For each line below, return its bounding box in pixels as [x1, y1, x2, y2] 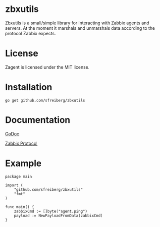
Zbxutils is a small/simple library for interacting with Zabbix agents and [5, 20, 150, 26]
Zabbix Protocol [5, 140, 38, 146]
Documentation [5, 114, 71, 125]
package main [5, 174, 32, 179]
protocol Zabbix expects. [5, 30, 56, 36]
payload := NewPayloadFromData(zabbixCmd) [14, 213, 103, 218]
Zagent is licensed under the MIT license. [5, 64, 90, 70]
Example [5, 158, 42, 169]
